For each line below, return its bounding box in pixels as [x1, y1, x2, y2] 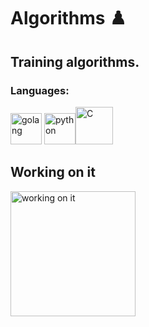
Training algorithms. [10, 53, 140, 70]
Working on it [10, 164, 96, 181]
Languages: [10, 83, 70, 97]
